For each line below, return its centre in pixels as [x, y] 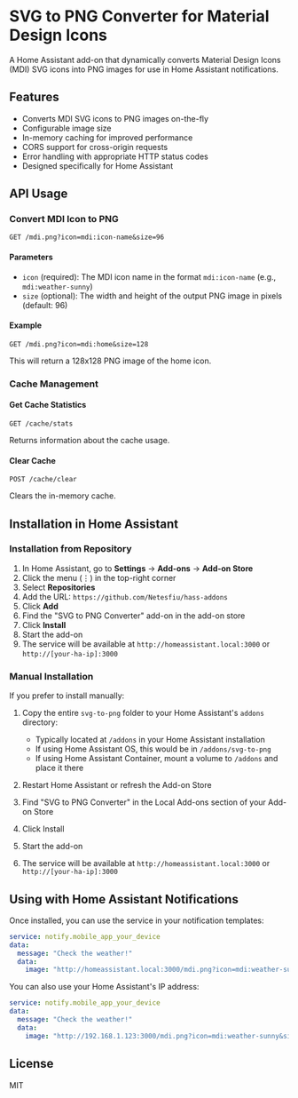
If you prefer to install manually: [67, 696]
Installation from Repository [71, 549]
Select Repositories [59, 587]
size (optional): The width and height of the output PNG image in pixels [152, 296]
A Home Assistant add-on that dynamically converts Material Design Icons [145, 60]
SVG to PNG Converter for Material [139, 16]
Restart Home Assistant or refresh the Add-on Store [117, 785]
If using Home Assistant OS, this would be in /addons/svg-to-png [153, 749]
